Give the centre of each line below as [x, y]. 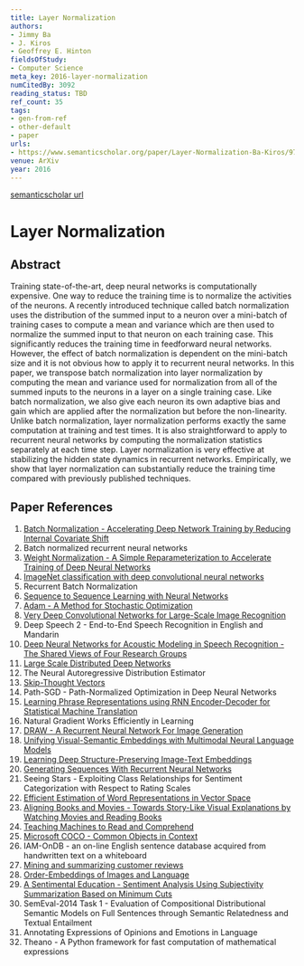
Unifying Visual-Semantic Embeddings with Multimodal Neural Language [158, 740]
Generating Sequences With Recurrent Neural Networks [128, 769]
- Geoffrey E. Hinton [51, 52]
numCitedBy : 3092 [43, 85]
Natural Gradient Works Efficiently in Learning [108, 721]
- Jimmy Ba [31, 34]
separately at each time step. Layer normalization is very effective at [138, 450]
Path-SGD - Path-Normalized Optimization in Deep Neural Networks [150, 692]
